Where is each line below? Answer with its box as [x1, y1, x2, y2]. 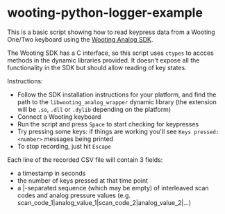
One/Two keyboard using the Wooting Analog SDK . [7, 35, 153, 43]
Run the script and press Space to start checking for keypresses [17, 120, 199, 128]
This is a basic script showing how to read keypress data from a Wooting [7, 28, 215, 36]
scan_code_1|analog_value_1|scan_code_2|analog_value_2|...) [17, 198, 192, 206]
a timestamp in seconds [17, 169, 86, 177]
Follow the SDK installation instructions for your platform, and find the [17, 90, 217, 99]
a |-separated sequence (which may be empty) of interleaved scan [17, 183, 210, 192]
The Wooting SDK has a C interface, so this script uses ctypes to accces [7, 49, 214, 57]
